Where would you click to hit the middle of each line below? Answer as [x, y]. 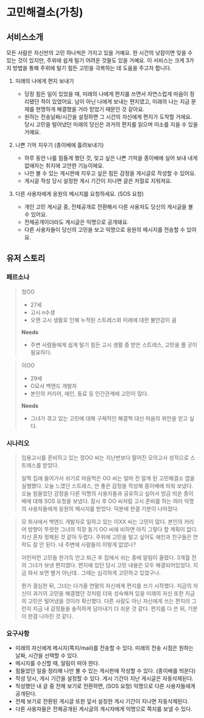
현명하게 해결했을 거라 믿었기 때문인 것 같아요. [90, 109]
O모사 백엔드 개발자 [54, 386]
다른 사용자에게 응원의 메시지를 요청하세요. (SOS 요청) [79, 194]
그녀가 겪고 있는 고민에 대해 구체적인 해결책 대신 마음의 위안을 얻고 [109, 418]
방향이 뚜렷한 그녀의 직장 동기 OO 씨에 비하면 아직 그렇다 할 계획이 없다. [113, 529]
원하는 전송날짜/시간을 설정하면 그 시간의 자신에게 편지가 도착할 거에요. [108, 117]
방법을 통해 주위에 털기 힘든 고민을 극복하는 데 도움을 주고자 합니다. [92, 68]
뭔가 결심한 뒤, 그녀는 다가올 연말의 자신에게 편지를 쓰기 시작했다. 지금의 [106, 586]
